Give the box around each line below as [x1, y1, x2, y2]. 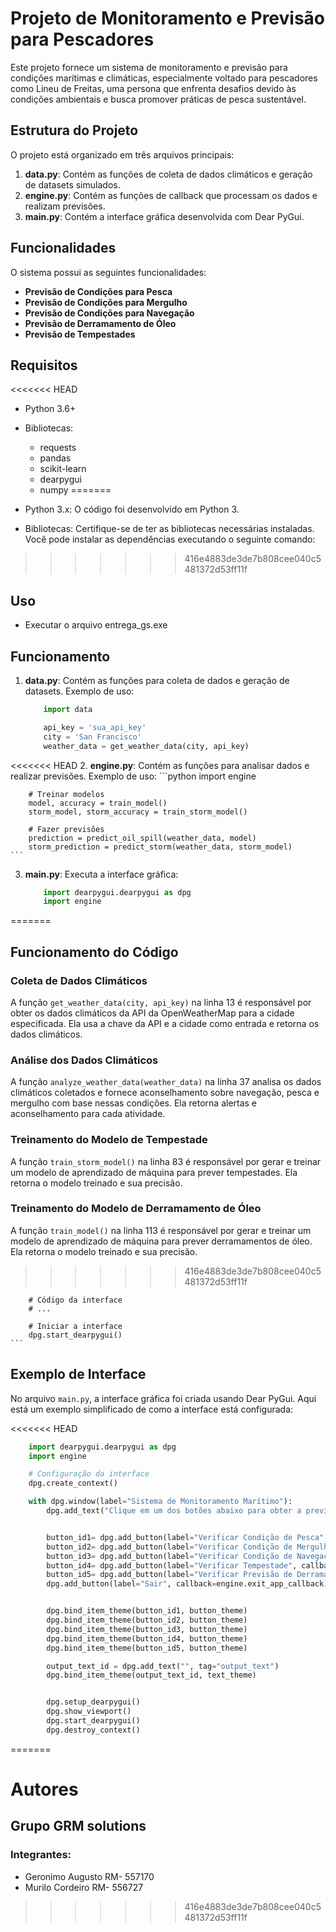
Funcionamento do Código [10, 943, 179, 961]
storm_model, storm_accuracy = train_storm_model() [28, 807, 248, 817]
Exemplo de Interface [10, 1366, 147, 1383]
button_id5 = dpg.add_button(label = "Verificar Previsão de [46, 1570, 293, 1580]
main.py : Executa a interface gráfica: [24, 868, 179, 880]
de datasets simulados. [24, 178, 121, 191]
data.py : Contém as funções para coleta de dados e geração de [24, 675, 290, 686]
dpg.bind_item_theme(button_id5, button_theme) [46, 1643, 248, 1653]
